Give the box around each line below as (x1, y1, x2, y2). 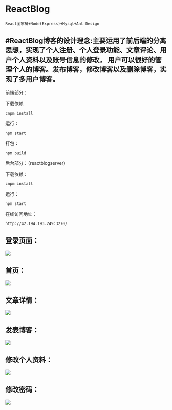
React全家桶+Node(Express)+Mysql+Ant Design (5, 21, 100, 26)
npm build (5, 150, 27, 156)
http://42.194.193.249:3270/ (5, 221, 68, 226)
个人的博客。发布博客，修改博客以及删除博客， (12, 65, 160, 74)
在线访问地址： (5, 211, 37, 217)
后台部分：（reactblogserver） (5, 160, 68, 166)
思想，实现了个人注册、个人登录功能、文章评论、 (5, 46, 160, 54)
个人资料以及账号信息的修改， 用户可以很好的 (12, 55, 155, 64)
